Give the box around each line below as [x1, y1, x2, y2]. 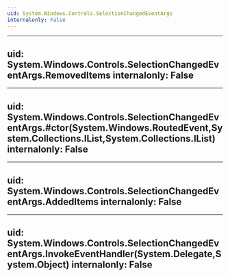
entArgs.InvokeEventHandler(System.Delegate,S [7, 248, 222, 260]
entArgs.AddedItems [7, 196, 99, 207]
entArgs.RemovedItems [7, 69, 111, 81]
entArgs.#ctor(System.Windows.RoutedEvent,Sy [7, 122, 223, 133]
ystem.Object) [7, 259, 70, 271]
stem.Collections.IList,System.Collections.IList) [7, 133, 216, 144]
